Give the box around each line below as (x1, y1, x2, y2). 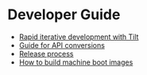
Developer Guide (7, 6, 121, 24)
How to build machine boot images (18, 57, 133, 67)
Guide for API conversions (18, 40, 105, 49)
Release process (18, 49, 74, 58)
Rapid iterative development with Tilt (18, 32, 139, 41)
